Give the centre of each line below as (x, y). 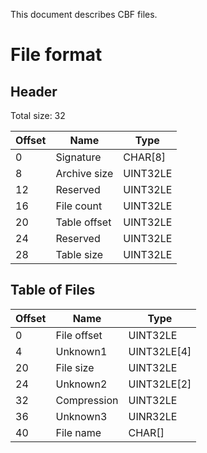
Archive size (84, 173)
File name (78, 432)
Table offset (83, 222)
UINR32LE (153, 416)
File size (75, 367)
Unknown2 (81, 384)
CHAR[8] (145, 157)
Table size (79, 254)
